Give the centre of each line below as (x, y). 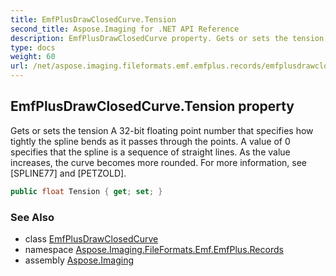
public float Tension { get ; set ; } (86, 191)
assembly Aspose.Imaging (79, 260)
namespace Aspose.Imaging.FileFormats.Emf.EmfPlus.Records (154, 249)
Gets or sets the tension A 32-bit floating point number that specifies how (162, 130)
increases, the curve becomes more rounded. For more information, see (158, 162)
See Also (32, 217)
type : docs (33, 47)
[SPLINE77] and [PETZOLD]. (68, 173)
